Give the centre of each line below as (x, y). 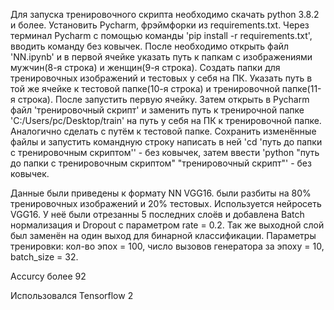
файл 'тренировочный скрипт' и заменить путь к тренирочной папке (157, 110)
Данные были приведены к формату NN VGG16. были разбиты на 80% (161, 193)
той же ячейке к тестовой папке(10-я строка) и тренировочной (145, 88)
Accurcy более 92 (48, 276)
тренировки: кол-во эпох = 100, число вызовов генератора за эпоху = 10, (167, 246)
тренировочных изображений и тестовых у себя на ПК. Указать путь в (161, 78)
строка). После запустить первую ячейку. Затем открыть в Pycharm (163, 99)
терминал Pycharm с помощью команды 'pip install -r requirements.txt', (161, 35)
